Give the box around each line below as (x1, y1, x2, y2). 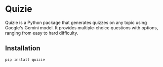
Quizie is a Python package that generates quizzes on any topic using (5, 20, 147, 25)
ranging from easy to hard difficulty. (5, 30, 78, 36)
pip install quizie (5, 57, 45, 62)
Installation (5, 44, 41, 52)
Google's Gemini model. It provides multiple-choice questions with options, (5, 24, 158, 30)
